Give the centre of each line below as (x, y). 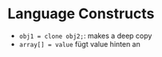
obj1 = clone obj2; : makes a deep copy (85, 36)
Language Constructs (81, 14)
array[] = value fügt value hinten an (80, 44)
